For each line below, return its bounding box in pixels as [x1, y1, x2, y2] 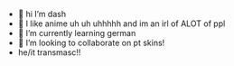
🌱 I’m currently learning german [17, 28, 136, 38]
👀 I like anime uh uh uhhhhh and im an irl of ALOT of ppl [17, 18, 226, 29]
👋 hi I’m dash [17, 9, 66, 19]
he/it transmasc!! [17, 47, 81, 58]
